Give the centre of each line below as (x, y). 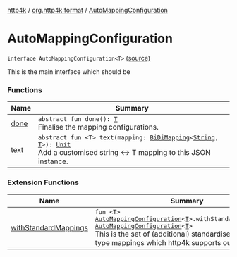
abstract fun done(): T (78, 119)
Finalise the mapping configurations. (98, 127)
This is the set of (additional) (142, 234)
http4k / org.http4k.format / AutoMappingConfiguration (87, 10)
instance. (53, 161)
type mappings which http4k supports (158, 242)
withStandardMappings (49, 227)
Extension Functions (43, 182)
